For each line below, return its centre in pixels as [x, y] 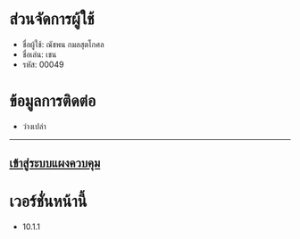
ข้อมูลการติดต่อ [53, 101]
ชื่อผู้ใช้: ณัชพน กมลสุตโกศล [63, 44]
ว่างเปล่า [34, 126]
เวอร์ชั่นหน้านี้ [48, 202]
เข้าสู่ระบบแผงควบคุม [55, 164]
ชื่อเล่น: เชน [39, 54]
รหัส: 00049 [43, 64]
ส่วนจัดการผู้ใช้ [52, 19]
